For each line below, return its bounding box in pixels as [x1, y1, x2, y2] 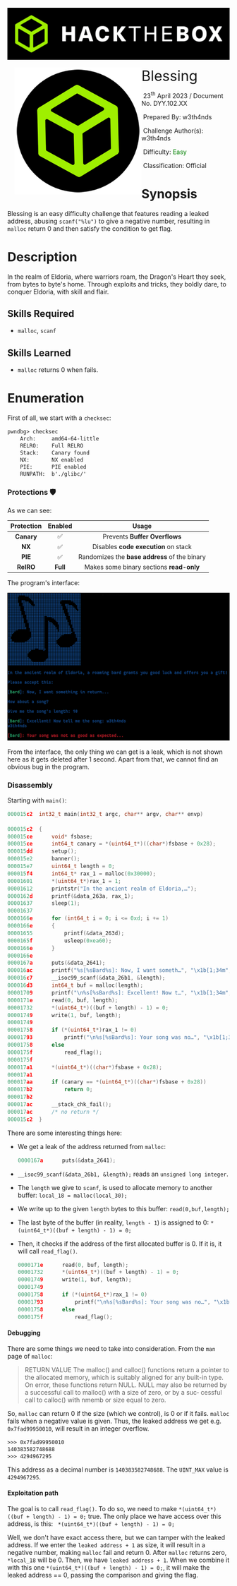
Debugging [7, 1328, 41, 1338]
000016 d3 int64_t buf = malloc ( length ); [7, 982, 143, 989]
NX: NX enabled [20, 457, 83, 464]
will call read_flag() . [17, 1246, 78, 1255]
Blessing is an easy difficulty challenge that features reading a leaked [7, 209, 209, 217]
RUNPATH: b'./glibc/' [20, 471, 87, 478]
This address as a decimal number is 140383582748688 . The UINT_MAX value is [7, 1465, 229, 1474]
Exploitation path [7, 1489, 59, 1497]
